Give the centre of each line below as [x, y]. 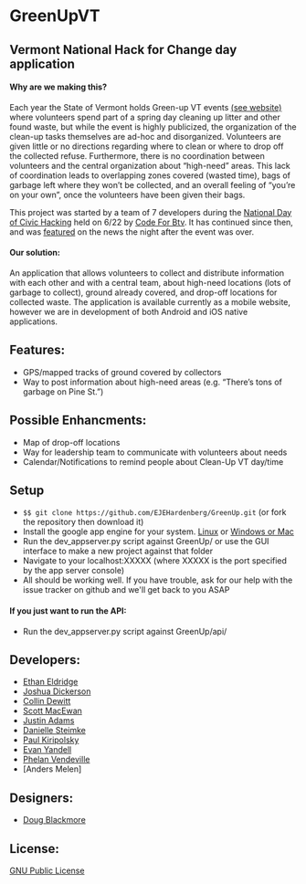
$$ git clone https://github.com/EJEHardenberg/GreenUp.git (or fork [154, 512]
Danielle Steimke [54, 731]
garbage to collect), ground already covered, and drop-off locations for [143, 292]
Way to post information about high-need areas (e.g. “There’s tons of [153, 382]
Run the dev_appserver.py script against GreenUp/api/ [125, 631]
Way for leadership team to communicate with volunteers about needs [155, 452]
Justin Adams [48, 721]
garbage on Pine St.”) [63, 391]
